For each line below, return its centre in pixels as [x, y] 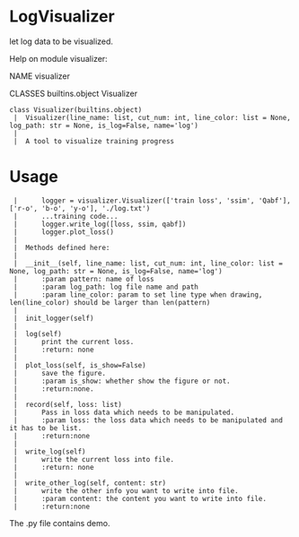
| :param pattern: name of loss [84, 279]
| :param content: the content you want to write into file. [140, 498]
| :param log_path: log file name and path [106, 287]
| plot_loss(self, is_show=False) [79, 365]
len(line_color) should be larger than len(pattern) [110, 302]
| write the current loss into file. [94, 459]
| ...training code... [66, 216]
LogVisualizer [62, 17]
